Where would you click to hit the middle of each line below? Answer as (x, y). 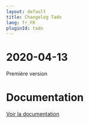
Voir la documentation (33, 114)
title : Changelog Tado (34, 17)
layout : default (26, 12)
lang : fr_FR (21, 22)
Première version (27, 74)
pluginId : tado (25, 28)
